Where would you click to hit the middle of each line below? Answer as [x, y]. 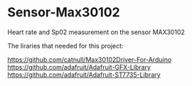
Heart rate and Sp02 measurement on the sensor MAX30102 [96, 32]
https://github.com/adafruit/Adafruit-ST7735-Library [84, 75]
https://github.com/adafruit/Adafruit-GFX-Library [79, 67]
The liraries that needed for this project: [65, 45]
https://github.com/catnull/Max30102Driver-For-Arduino [90, 59]
